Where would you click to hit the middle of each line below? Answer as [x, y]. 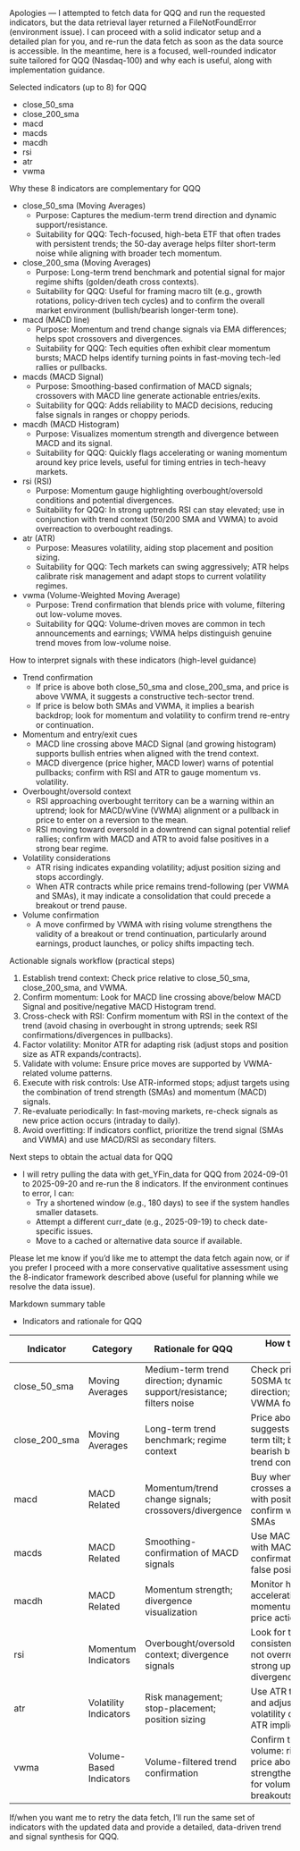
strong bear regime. [72, 848]
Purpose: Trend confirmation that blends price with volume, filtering [160, 604]
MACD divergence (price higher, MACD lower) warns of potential [154, 763]
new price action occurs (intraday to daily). [101, 1120]
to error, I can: [48, 1193]
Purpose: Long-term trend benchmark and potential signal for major [160, 272]
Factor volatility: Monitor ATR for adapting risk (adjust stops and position [155, 1044]
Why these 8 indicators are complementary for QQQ [105, 188]
